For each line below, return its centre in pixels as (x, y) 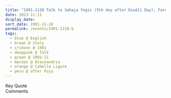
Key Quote (16, 86)
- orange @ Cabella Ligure (38, 67)
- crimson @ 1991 (28, 48)
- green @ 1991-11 (30, 57)
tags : (11, 34)
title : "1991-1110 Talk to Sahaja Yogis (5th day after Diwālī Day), (81, 10)
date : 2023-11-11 (24, 15)
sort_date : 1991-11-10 (29, 24)
